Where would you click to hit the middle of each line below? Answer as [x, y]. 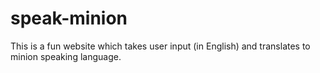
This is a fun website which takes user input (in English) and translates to [160, 46]
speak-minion [69, 18]
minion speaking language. [66, 56]
